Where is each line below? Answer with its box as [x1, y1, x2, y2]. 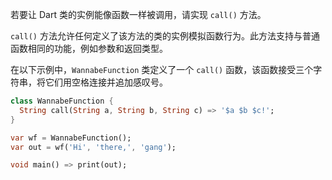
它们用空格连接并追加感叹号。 [44, 76, 168, 88]
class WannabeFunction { [10, 96, 114, 106]
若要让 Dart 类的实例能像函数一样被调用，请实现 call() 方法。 [10, 9, 267, 20]
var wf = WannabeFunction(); [10, 133, 132, 143]
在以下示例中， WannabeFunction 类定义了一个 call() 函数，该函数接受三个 [10, 64, 314, 75]
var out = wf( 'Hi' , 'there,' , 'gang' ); [10, 142, 177, 152]
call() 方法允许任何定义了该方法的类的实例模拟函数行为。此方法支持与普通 [10, 30, 320, 42]
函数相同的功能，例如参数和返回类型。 [10, 43, 168, 54]
